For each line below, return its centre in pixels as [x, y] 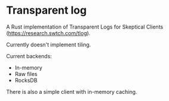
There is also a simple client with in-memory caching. [72, 91]
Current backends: [29, 56]
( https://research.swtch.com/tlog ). [48, 33]
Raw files [26, 74]
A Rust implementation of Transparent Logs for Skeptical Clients [85, 27]
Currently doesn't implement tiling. [48, 45]
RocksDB [26, 80]
